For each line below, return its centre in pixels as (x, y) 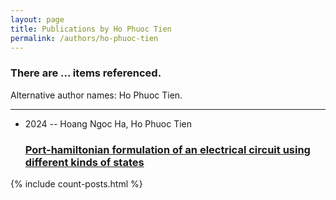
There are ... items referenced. (86, 73)
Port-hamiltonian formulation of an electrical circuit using (167, 149)
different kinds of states (84, 162)
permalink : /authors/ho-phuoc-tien (84, 38)
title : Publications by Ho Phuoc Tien (91, 29)
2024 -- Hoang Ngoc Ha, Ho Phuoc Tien (108, 123)
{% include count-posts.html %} (76, 183)
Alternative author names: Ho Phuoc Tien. (96, 95)
